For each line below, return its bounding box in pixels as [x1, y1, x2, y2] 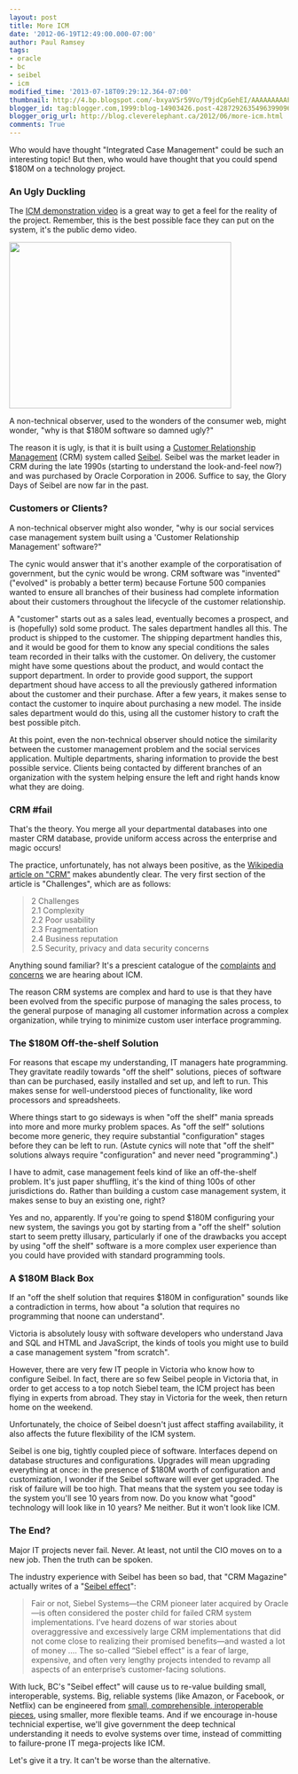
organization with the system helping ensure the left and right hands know [9, 772, 281, 782]
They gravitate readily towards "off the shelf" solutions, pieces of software [9, 1066, 282, 1078]
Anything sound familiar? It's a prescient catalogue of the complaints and [9, 960, 277, 970]
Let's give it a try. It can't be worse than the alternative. [9, 1754, 211, 1765]
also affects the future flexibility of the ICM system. [9, 1429, 197, 1440]
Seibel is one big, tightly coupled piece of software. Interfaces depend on [9, 1446, 278, 1456]
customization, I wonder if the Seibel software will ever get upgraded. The [9, 1474, 279, 1485]
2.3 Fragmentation [30, 923, 98, 934]
